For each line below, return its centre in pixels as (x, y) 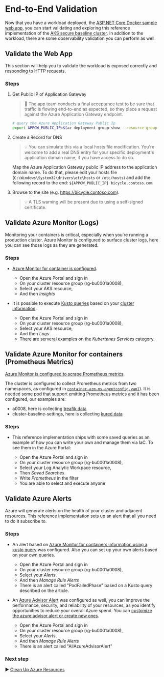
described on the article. (44, 590)
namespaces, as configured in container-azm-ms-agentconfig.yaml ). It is (78, 388)
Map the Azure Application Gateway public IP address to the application (85, 167)
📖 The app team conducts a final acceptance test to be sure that (89, 104)
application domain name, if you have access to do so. (79, 157)
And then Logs (34, 333)
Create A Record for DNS (37, 137)
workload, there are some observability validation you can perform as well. (80, 38)
